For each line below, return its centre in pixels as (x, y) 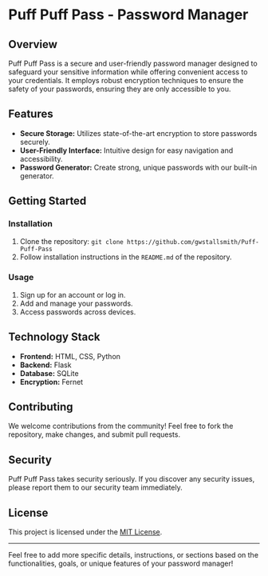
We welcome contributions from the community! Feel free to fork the (121, 426)
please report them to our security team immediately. (96, 488)
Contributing (41, 407)
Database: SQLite (49, 373)
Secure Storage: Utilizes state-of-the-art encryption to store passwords (138, 133)
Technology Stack (54, 337)
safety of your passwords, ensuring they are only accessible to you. (120, 89)
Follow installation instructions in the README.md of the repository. (126, 257)
